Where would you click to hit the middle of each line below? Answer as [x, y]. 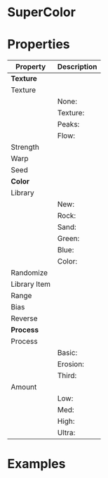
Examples [36, 464]
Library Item [31, 284]
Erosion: [70, 364]
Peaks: [68, 124]
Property [31, 67]
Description [77, 67]
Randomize [29, 273]
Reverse [24, 318]
